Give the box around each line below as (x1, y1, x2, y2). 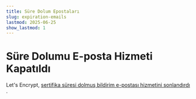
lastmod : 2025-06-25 (6, 19, 57, 25)
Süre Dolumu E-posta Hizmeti (6, 50, 153, 63)
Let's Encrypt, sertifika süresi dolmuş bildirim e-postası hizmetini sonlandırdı (6, 82, 190, 89)
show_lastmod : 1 (6, 24, 46, 31)
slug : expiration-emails (6, 14, 67, 20)
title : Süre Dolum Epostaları (6, 8, 80, 15)
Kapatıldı (6, 62, 51, 76)
